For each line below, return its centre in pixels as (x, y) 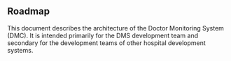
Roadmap (29, 11)
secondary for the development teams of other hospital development (107, 43)
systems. (20, 50)
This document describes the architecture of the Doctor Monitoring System (115, 28)
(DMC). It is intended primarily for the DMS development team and (103, 35)
